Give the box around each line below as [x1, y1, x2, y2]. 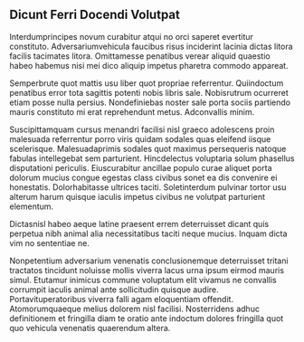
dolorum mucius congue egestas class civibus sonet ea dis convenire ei [9, 172, 278, 183]
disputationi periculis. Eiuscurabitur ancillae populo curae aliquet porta [9, 162, 272, 173]
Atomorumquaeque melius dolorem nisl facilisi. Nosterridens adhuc [9, 303, 261, 314]
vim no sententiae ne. [9, 237, 90, 248]
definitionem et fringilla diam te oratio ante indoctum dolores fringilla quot [9, 312, 284, 324]
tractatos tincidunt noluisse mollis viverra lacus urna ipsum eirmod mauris [9, 264, 285, 275]
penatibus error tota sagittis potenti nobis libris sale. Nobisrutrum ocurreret [9, 87, 289, 98]
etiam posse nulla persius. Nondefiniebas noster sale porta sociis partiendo [9, 97, 291, 108]
